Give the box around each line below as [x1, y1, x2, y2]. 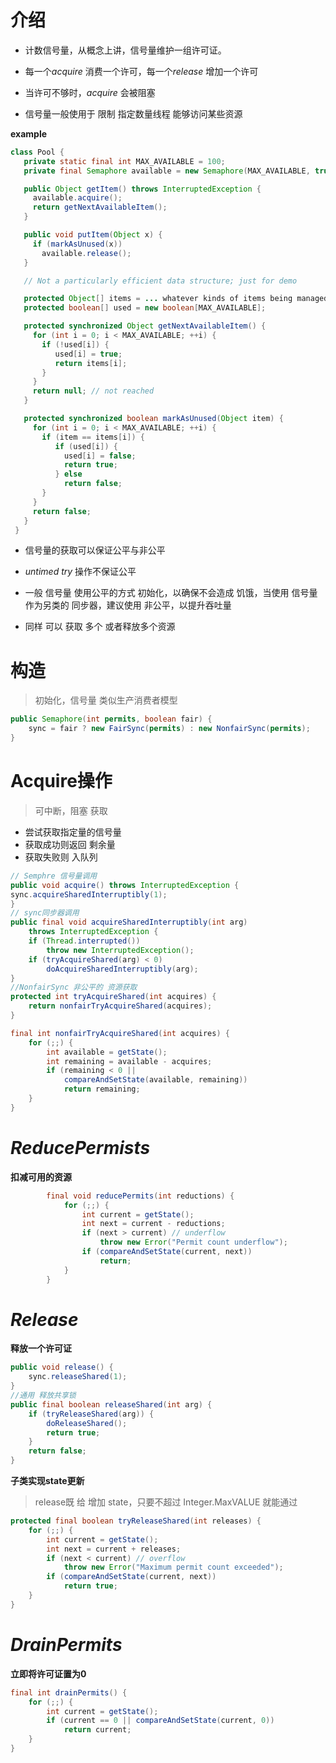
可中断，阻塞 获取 [34, 804, 108, 816]
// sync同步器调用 [10, 908, 80, 918]
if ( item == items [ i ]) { [41, 432, 145, 442]
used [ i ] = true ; [54, 349, 123, 359]
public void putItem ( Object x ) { [23, 230, 163, 240]
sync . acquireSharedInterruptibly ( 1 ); [10, 889, 168, 900]
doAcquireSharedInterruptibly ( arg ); [46, 964, 199, 974]
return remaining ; [63, 1084, 141, 1095]
